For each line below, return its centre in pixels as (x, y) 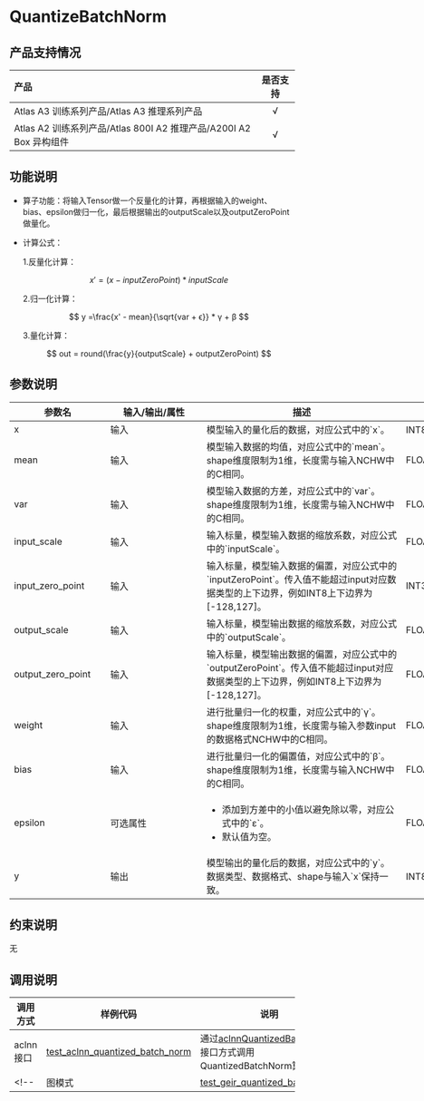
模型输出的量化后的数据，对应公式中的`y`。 (299, 862)
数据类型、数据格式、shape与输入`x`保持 (294, 876)
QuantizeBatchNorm (88, 17)
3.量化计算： (46, 335)
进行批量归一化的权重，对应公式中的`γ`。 (294, 712)
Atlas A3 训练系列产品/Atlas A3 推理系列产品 (108, 111)
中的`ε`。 (250, 823)
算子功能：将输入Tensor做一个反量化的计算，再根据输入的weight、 (147, 200)
